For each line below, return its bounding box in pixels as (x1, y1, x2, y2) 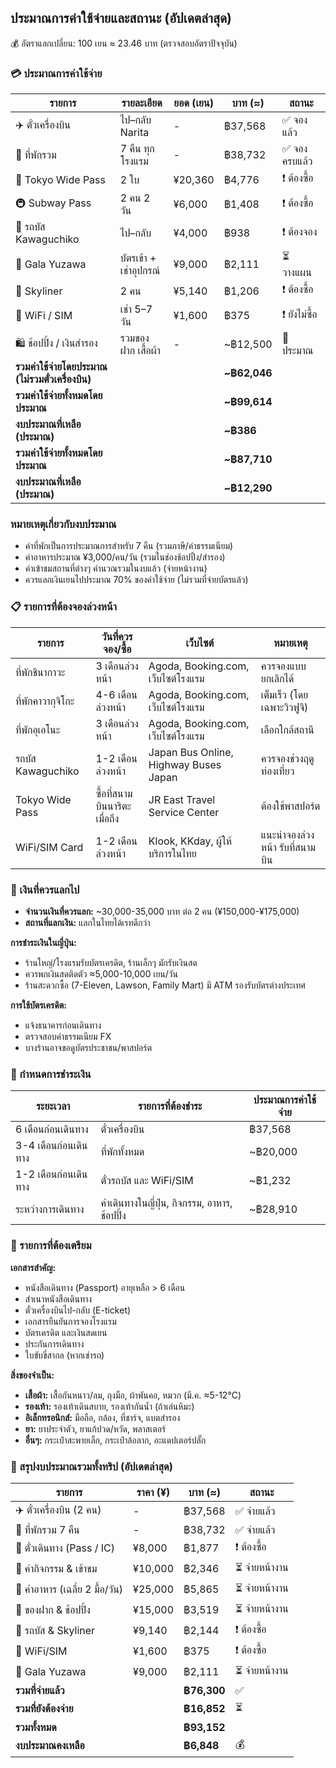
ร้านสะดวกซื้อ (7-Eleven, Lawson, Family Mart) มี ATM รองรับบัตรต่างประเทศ (24, 979, 306, 991)
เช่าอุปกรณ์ (119, 263, 161, 277)
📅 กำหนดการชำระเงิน (10, 1067, 92, 1081)
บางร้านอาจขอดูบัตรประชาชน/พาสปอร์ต (24, 1042, 153, 1053)
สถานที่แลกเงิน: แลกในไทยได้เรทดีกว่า (24, 917, 151, 928)
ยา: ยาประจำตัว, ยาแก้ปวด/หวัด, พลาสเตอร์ (24, 1422, 167, 1435)
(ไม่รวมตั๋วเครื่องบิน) (15, 372, 92, 386)
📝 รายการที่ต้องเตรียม (10, 1239, 92, 1253)
